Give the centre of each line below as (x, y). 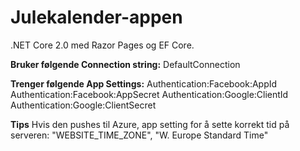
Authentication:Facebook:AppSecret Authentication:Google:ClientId (149, 94)
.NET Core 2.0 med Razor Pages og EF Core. (102, 45)
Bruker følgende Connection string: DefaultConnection (125, 64)
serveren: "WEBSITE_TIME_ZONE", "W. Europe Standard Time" (139, 135)
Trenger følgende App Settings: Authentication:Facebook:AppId (144, 83)
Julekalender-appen (96, 17)
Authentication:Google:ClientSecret (83, 105)
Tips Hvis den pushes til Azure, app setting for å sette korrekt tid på (150, 124)
